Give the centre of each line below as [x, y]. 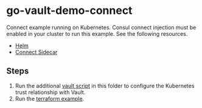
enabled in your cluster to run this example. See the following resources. [97, 33]
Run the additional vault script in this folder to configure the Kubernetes [105, 86]
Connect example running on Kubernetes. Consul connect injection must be [101, 27]
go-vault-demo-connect [69, 11]
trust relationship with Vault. [50, 92]
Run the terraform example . [50, 98]
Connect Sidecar [36, 52]
